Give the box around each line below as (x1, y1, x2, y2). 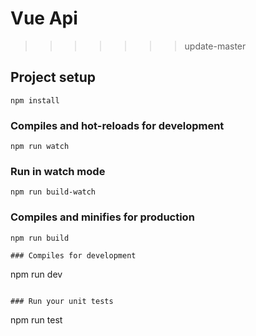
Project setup (10, 69, 97, 86)
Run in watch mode (10, 164, 106, 178)
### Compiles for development (10, 250, 137, 261)
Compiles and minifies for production (10, 210, 195, 224)
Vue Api (10, 7, 78, 30)
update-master (184, 40, 247, 52)
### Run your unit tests (10, 296, 114, 306)
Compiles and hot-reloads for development (10, 118, 225, 132)
